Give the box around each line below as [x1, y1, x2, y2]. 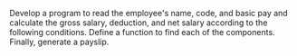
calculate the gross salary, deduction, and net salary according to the [9, 17, 268, 28]
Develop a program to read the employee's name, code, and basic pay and [9, 8, 288, 18]
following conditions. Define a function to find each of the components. [9, 27, 275, 37]
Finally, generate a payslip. [9, 36, 110, 47]
